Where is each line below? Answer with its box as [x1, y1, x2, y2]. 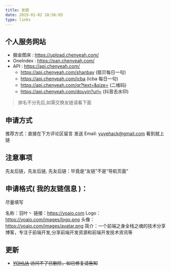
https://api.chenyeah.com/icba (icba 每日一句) [20, 75, 119, 82]
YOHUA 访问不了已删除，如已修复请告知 [12, 260, 98, 266]
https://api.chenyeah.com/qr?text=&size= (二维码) [20, 82, 127, 88]
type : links [5, 17, 31, 22]
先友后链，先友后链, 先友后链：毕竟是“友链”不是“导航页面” [5, 168, 128, 174]
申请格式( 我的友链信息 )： [5, 184, 88, 193]
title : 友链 [5, 7, 29, 13]
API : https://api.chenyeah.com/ [12, 63, 80, 69]
